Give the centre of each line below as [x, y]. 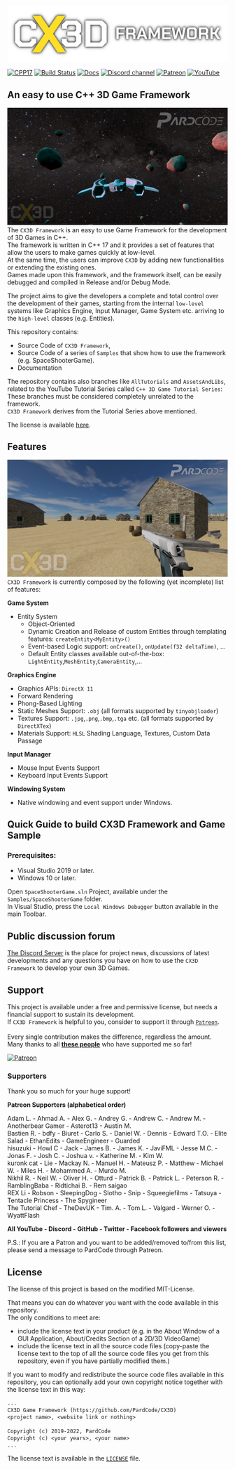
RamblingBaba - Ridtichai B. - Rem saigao [67, 1185]
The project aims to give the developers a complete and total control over [113, 295]
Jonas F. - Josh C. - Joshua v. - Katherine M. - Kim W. [85, 1156]
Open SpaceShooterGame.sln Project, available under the [87, 892]
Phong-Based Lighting [50, 703]
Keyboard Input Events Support [63, 775]
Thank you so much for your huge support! [69, 1091]
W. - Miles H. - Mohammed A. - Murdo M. [67, 1171]
